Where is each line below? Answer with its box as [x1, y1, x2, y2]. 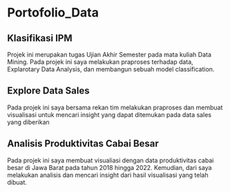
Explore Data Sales [7, 85, 90, 97]
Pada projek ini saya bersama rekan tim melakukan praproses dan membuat [7, 103, 223, 111]
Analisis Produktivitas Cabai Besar [7, 138, 159, 149]
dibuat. [7, 178, 28, 186]
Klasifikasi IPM [7, 32, 73, 44]
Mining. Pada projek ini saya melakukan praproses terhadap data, [7, 58, 193, 66]
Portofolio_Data [7, 5, 99, 21]
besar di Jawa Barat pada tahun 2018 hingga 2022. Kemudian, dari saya [7, 163, 212, 171]
